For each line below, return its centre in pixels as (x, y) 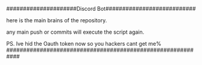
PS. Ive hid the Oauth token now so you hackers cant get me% (84, 44)
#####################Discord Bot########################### (101, 9)
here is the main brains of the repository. (57, 20)
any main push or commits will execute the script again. (75, 32)
